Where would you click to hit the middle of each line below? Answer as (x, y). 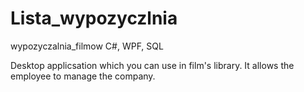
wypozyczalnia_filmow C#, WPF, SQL (87, 46)
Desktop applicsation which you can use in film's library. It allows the (152, 65)
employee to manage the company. (83, 76)
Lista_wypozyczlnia (94, 18)
